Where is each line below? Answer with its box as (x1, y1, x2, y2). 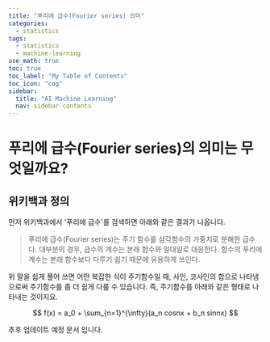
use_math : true (8, 57, 60, 65)
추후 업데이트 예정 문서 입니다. (8, 325, 103, 335)
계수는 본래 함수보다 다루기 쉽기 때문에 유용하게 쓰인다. (27, 255, 201, 264)
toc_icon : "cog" (8, 79, 63, 87)
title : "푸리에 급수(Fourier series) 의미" (8, 11, 145, 20)
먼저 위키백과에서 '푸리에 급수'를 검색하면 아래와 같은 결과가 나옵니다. (8, 217, 226, 227)
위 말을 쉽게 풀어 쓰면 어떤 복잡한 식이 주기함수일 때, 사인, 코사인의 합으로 (8, 272, 238, 281)
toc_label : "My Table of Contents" (8, 72, 128, 80)
